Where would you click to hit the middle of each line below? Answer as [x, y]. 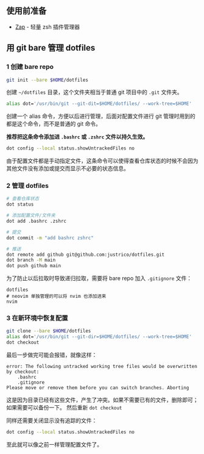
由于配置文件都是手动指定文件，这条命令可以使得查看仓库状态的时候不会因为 [102, 161]
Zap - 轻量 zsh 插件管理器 [47, 27]
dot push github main [34, 266]
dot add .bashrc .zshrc [37, 222]
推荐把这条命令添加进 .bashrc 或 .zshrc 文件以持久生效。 [77, 137]
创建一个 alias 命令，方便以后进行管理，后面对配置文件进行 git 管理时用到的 [101, 116]
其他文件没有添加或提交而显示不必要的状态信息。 [68, 168]
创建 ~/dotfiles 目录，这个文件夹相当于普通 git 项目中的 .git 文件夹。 [94, 92]
